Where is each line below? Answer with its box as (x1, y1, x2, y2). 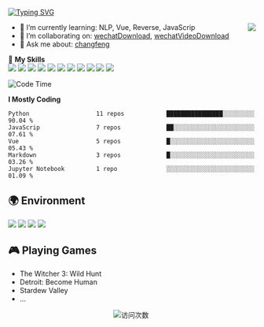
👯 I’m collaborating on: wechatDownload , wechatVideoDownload (19, 32, 229, 40)
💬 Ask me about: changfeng (19, 39, 110, 49)
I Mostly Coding (8, 95, 61, 104)
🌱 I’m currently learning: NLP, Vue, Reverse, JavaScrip (19, 23, 196, 32)
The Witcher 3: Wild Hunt (19, 269, 102, 278)
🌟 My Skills (8, 55, 46, 64)
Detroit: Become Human (19, 277, 98, 287)
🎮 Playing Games (8, 244, 97, 258)
